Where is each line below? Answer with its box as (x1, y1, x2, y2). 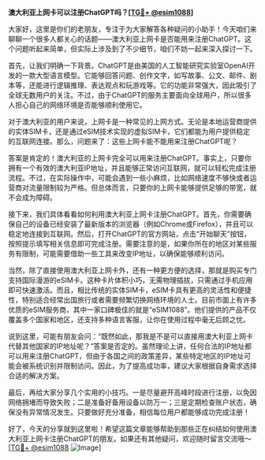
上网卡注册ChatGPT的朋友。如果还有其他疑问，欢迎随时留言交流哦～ (28, 434, 252, 443)
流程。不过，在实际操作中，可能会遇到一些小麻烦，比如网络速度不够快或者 (8, 173, 250, 182)
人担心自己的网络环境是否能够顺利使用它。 (8, 100, 147, 109)
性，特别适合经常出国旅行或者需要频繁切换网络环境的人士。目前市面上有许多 (8, 295, 257, 304)
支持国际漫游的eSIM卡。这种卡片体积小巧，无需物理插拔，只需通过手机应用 (8, 276, 253, 284)
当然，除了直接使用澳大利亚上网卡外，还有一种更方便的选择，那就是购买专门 (8, 265, 257, 275)
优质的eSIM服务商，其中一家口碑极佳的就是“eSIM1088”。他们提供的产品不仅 (8, 305, 257, 314)
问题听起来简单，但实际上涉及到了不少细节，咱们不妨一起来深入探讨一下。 (14, 44, 257, 54)
